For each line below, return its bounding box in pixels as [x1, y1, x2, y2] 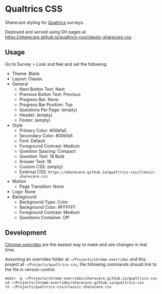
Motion [12, 178, 27, 184]
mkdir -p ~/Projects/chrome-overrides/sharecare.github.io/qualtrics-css [5, 276, 158, 281]
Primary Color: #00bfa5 [19, 128, 67, 133]
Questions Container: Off [19, 214, 69, 220]
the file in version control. [5, 266, 56, 272]
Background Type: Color [19, 199, 68, 205]
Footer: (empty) [19, 117, 51, 123]
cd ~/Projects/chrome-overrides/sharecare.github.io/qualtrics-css [5, 280, 145, 285]
